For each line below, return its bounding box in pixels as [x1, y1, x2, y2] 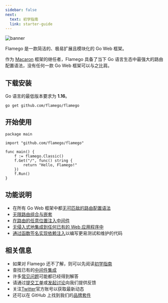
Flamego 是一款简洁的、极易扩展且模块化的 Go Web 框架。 [5, 46, 127, 52]
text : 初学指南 [10, 17, 39, 22]
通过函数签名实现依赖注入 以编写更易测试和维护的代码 [12, 230, 123, 236]
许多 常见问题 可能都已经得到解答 [12, 273, 79, 279]
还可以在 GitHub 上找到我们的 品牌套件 [12, 292, 91, 298]
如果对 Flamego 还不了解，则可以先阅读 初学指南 [12, 260, 112, 267]
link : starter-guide [10, 21, 53, 27]
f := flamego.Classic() [14, 154, 64, 159]
